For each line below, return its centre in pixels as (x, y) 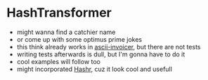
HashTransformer (59, 13)
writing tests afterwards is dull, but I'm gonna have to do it (101, 54)
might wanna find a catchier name (66, 32)
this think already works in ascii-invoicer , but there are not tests (109, 47)
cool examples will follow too (59, 61)
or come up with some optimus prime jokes (79, 39)
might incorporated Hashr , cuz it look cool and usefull (95, 69)
